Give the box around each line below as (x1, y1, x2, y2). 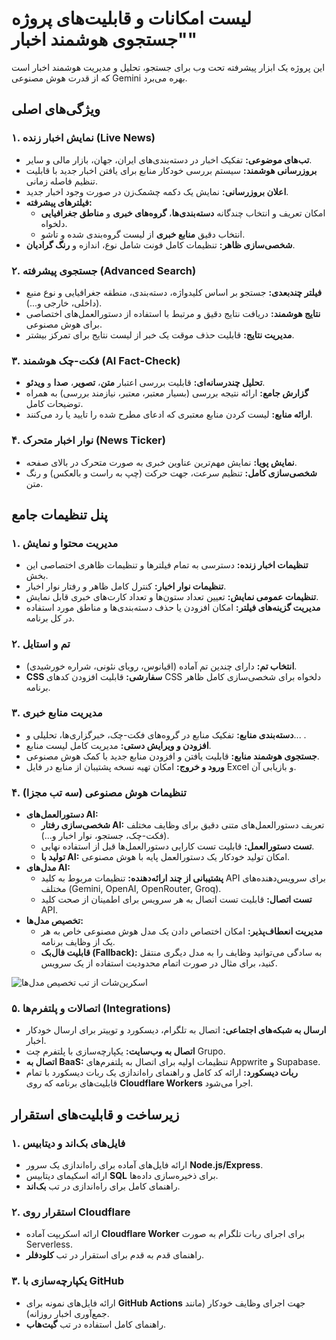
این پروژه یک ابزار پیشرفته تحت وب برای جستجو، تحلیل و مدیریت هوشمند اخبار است (11, 61, 326, 73)
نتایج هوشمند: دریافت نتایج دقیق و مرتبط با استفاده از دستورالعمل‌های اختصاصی (25, 307, 321, 319)
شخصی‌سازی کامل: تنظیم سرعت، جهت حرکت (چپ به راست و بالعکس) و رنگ (25, 467, 318, 479)
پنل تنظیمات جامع (11, 506, 108, 523)
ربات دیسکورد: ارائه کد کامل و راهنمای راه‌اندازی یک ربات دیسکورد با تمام (25, 1067, 299, 1079)
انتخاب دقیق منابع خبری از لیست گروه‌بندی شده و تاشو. (40, 228, 246, 240)
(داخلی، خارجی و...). (25, 297, 103, 309)
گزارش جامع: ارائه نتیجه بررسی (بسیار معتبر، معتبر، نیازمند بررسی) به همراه (25, 387, 309, 399)
